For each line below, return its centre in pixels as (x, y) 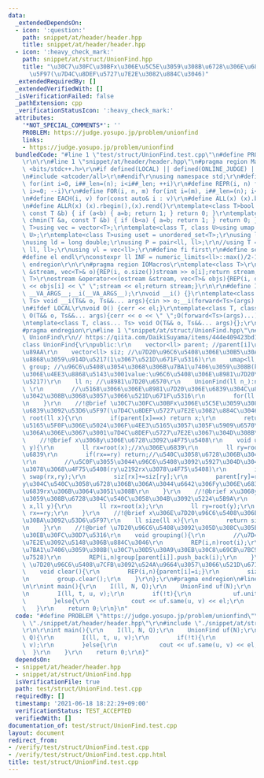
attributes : (35, 118)
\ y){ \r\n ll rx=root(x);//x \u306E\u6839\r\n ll (128, 447)
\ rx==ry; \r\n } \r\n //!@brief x (88, 513)
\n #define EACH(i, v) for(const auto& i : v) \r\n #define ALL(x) (130, 198)
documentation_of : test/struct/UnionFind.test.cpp (93, 725)
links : (33, 140)
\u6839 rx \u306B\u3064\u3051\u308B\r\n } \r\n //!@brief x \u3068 (139, 491)
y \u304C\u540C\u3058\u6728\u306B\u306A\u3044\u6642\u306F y (121, 484)
